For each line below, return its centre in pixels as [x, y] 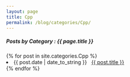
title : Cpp [19, 17]
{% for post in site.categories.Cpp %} [52, 56]
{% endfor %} [23, 69]
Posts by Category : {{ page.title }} [50, 41]
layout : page [22, 11]
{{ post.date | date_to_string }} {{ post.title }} [69, 62]
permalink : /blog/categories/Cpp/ [49, 22]
